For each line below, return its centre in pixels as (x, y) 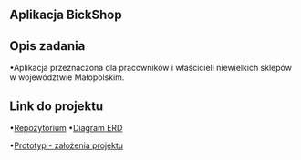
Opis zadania (47, 46)
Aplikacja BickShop (66, 15)
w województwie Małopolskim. (67, 77)
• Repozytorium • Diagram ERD (66, 128)
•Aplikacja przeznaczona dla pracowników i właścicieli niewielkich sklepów (150, 68)
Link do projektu (57, 106)
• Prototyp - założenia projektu (67, 145)
